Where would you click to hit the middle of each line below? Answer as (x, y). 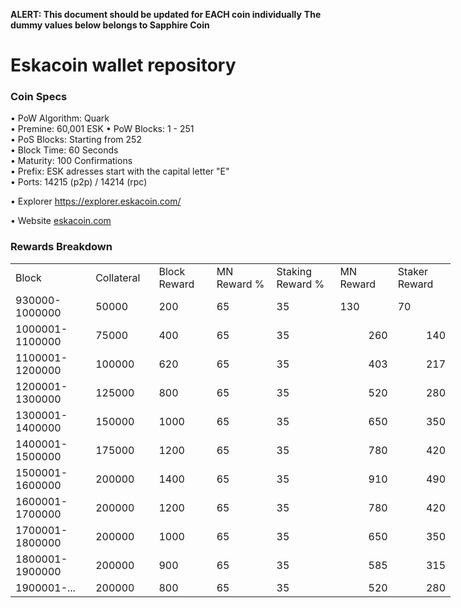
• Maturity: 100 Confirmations (71, 161)
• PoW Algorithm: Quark (60, 118)
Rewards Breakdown (61, 247)
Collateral (118, 277)
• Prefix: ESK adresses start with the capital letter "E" (120, 171)
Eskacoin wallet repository (123, 65)
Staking (294, 271)
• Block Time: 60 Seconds (64, 150)
